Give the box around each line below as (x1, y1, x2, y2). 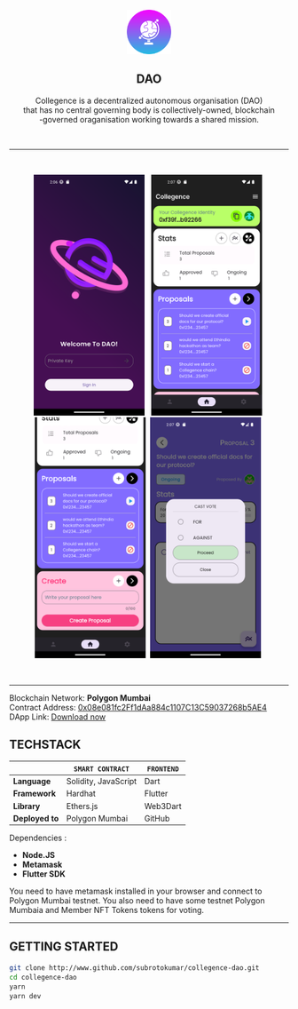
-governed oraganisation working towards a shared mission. (38, 114, 260, 124)
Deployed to (12, 813, 59, 823)
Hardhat (66, 788, 96, 799)
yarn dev (9, 991, 42, 1000)
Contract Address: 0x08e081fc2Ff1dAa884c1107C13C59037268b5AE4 (9, 702, 268, 712)
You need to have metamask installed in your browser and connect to (9, 886, 263, 897)
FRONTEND (146, 765, 179, 774)
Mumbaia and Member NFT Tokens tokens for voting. (9, 905, 205, 916)
